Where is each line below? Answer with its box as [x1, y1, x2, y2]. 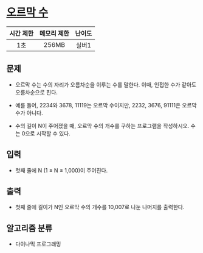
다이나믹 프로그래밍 [15, 240, 61, 248]
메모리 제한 [39, 29, 70, 37]
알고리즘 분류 [6, 223, 53, 233]
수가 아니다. [15, 109, 44, 116]
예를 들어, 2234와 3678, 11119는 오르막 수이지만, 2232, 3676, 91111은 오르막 [15, 101, 197, 109]
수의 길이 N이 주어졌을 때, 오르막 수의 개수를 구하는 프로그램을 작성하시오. [15, 122, 190, 129]
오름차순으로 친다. [15, 88, 58, 96]
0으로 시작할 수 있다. [21, 129, 71, 137]
